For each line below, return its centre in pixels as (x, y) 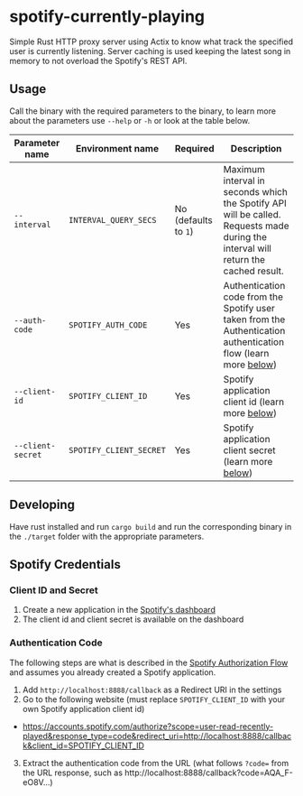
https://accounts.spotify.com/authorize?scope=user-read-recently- (147, 726)
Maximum (244, 169)
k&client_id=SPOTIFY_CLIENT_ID (83, 745)
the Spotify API (255, 203)
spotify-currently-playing (107, 17)
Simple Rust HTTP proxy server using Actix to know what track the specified (151, 42)
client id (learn (254, 402)
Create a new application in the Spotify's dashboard (119, 610)
